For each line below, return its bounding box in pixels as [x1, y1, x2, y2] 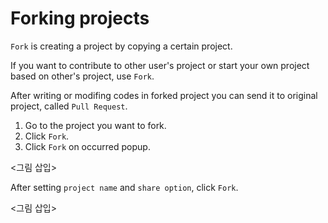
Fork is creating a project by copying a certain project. [10, 40, 233, 52]
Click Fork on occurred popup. [24, 140, 151, 152]
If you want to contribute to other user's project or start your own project [10, 59, 310, 71]
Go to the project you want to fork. [24, 119, 167, 131]
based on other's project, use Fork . [10, 70, 155, 82]
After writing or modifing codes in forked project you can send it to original [10, 89, 318, 101]
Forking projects [10, 7, 150, 30]
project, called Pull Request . [10, 100, 128, 112]
